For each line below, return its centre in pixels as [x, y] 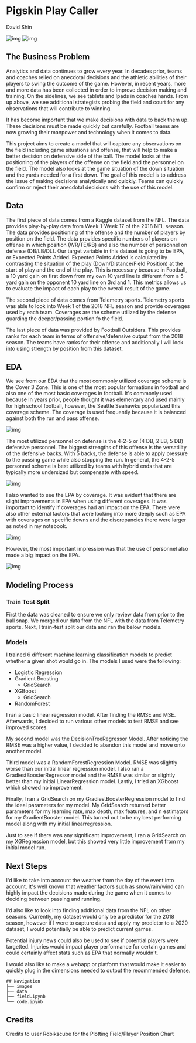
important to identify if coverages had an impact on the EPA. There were [93, 507]
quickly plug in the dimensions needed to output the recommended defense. [98, 971]
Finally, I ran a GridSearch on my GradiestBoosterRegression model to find [96, 799]
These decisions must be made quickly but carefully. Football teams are [93, 126]
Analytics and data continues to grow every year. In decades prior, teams [94, 71]
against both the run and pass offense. [53, 418]
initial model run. [26, 848]
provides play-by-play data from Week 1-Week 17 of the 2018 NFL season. [95, 226]
